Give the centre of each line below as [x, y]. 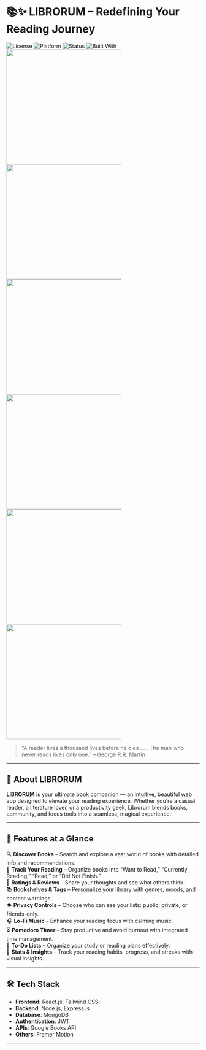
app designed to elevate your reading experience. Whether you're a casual [101, 800]
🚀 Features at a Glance [50, 839]
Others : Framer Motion [44, 1035]
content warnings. [29, 898]
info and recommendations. [41, 863]
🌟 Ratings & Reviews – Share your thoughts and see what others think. [96, 882]
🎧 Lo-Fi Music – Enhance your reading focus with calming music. [90, 921]
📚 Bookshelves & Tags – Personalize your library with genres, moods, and [101, 889]
